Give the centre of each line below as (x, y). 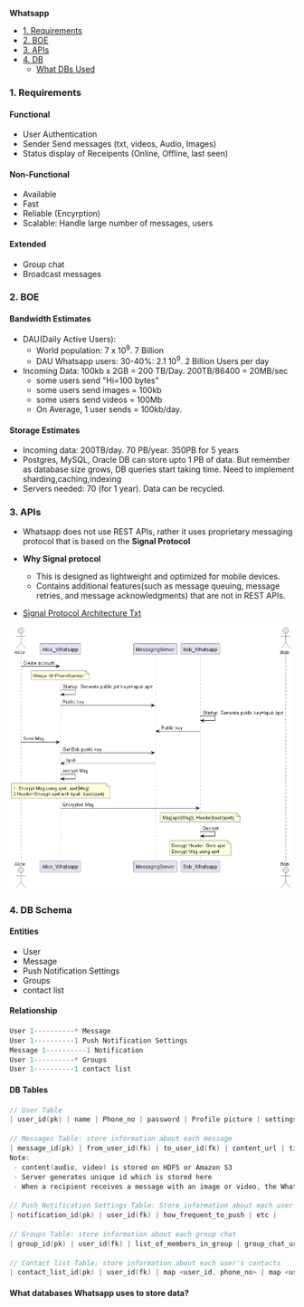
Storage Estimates (45, 430)
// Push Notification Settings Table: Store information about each (141, 1206)
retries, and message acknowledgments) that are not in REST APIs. (161, 596)
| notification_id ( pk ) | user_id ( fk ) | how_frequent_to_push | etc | (143, 1216)
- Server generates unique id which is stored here (113, 1177)
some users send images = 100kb (99, 389)
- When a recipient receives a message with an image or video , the (145, 1187)
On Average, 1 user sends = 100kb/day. (109, 409)
